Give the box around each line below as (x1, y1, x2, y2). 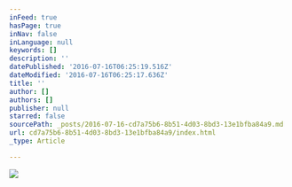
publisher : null (9, 104, 69, 113)
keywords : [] (9, 46, 58, 55)
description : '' (9, 54, 69, 63)
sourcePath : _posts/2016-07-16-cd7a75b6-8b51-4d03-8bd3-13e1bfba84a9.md (9, 121, 284, 129)
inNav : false (9, 29, 58, 38)
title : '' (9, 79, 46, 88)
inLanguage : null (9, 37, 74, 47)
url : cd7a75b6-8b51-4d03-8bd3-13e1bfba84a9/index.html (9, 129, 217, 137)
